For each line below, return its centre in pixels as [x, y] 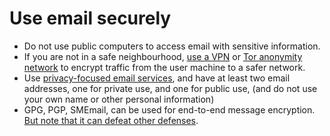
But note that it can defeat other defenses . [111, 120]
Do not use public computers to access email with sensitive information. [172, 46]
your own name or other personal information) [119, 99]
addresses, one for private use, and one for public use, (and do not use [170, 88]
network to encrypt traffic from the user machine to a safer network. [164, 67]
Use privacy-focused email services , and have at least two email [157, 78]
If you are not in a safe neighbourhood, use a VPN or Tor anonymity [163, 56]
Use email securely [90, 18]
